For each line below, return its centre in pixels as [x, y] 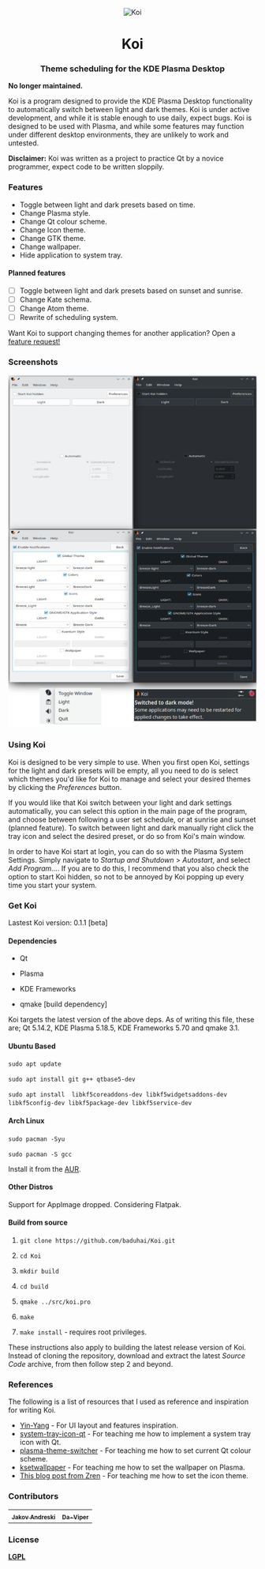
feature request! [34, 342]
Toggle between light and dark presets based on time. [107, 205]
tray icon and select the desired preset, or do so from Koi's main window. [127, 836]
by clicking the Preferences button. [65, 787]
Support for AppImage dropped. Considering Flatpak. [95, 1204]
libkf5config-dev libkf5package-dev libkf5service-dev [100, 1103]
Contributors [34, 1496]
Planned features [37, 273]
